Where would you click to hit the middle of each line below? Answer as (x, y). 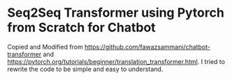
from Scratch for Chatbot (81, 27)
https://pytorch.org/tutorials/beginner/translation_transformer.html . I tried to (116, 61)
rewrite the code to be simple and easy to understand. (85, 69)
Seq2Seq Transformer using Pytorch (116, 13)
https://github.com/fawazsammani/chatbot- (147, 47)
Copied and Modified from (45, 47)
